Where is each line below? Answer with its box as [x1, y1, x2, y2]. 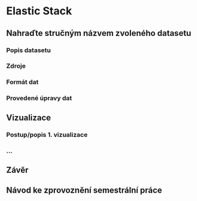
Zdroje [6, 62, 26, 70]
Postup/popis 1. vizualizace [6, 130, 88, 139]
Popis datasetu [6, 46, 51, 54]
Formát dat [6, 78, 39, 86]
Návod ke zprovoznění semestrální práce [6, 185, 163, 196]
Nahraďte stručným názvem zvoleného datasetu [6, 28, 192, 38]
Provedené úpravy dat [6, 94, 72, 102]
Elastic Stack [6, 4, 72, 18]
